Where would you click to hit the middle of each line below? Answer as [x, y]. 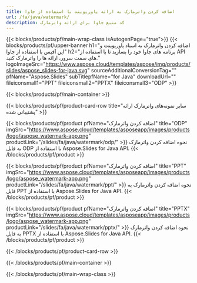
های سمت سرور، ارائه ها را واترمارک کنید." [53, 58]
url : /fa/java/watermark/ [38, 17]
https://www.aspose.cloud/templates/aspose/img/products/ [118, 64]
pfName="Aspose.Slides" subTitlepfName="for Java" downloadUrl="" [91, 76]
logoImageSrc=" [26, 64]
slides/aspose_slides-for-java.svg [47, 71]
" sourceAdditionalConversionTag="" [132, 71]
